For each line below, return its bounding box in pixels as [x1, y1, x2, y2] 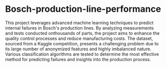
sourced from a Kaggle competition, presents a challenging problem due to [5, 40, 159, 46]
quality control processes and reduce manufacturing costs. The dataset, [5, 35, 153, 41]
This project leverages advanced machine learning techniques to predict [5, 20, 154, 26]
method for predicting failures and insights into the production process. [5, 56, 151, 62]
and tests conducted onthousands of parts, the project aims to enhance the [5, 30, 160, 36]
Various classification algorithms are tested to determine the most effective [5, 51, 159, 57]
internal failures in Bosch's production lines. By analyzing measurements [5, 25, 154, 31]
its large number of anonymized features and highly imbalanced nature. [5, 46, 152, 52]
